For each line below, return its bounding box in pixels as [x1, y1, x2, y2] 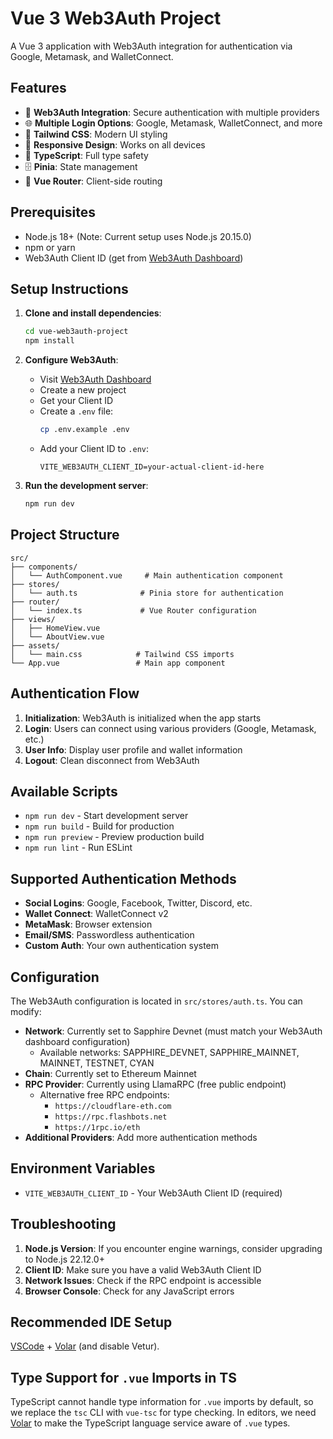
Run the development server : [24, 480, 149, 491]
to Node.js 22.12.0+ [24, 1253, 105, 1265]
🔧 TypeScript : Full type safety [24, 149, 149, 161]
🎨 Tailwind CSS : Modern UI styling [24, 128, 168, 140]
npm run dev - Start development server [24, 810, 189, 822]
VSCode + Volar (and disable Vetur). [10, 1340, 160, 1352]
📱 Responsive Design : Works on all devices [24, 138, 206, 151]
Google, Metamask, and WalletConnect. [10, 50, 174, 62]
